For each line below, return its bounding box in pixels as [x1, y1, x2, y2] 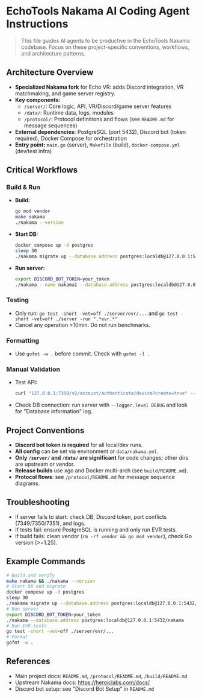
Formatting [6, 336, 40, 344]
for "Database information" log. [14, 408, 93, 415]
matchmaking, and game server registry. [14, 89, 116, 97]
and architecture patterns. [20, 49, 86, 57]
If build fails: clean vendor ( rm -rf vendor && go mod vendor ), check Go [14, 532, 192, 539]
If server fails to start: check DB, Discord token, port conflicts [14, 513, 167, 520]
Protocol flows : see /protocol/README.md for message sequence [14, 474, 176, 481]
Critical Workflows [6, 165, 78, 176]
